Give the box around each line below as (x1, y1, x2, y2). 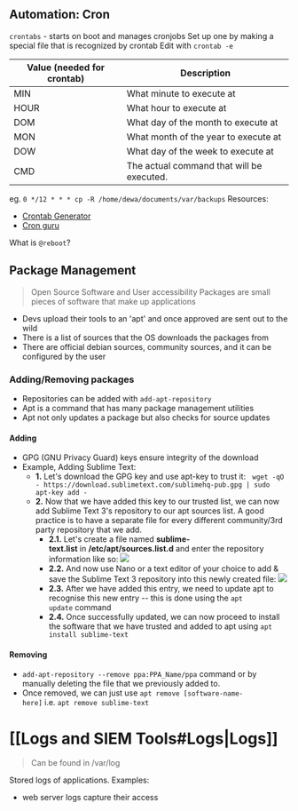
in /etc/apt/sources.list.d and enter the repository (79, 544, 264, 554)
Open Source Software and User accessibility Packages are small (30, 286, 271, 297)
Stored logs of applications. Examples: (9, 775, 150, 785)
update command (48, 602, 112, 613)
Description (180, 67, 231, 79)
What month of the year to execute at (126, 131, 282, 143)
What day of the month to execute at (126, 115, 278, 128)
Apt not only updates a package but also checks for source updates (21, 412, 271, 423)
